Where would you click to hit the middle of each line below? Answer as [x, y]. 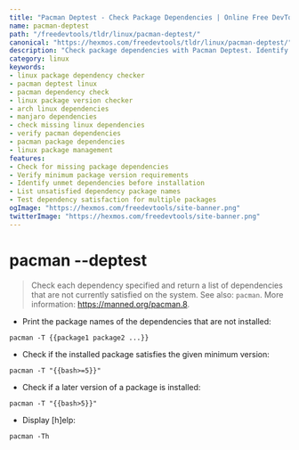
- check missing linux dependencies [77, 126]
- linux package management [61, 150]
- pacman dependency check [59, 92]
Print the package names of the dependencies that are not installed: [146, 321]
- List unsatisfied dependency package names [95, 192]
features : [28, 158]
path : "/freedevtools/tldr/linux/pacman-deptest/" [105, 34]
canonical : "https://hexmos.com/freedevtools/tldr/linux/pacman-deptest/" [151, 42]
